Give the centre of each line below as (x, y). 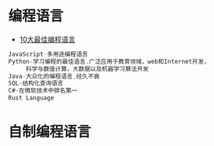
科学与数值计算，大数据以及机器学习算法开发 (87, 69)
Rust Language (31, 98)
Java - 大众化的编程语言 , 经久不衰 (54, 76)
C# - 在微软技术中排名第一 (43, 91)
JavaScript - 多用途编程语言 (48, 54)
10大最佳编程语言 (48, 39)
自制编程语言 (50, 132)
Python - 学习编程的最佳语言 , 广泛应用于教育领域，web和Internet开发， (109, 61)
